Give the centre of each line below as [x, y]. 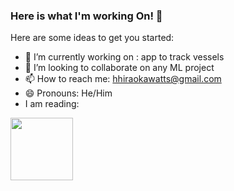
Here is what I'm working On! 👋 [86, 16]
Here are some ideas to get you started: [92, 38]
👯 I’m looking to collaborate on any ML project [119, 68]
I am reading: [52, 104]
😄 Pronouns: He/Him [68, 93]
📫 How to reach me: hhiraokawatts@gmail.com [123, 79]
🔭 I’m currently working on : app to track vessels [124, 57]
